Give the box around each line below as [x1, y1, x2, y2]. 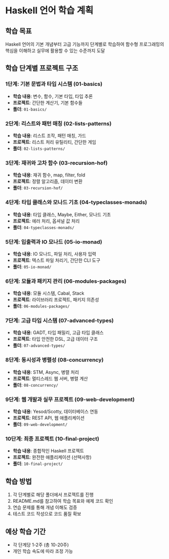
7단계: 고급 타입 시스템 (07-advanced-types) [5, 317, 114, 324]
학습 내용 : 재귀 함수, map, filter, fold [12, 172, 86, 178]
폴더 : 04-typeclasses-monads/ [12, 224, 75, 230]
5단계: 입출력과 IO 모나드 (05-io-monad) [5, 238, 102, 245]
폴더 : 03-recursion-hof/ [12, 185, 63, 191]
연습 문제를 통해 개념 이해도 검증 [12, 504, 77, 510]
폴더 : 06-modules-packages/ [12, 303, 70, 309]
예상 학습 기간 [5, 527, 46, 536]
